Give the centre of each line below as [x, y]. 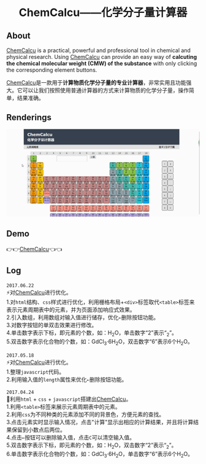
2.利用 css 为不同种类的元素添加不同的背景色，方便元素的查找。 [86, 414]
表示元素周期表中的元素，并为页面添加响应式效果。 [71, 310]
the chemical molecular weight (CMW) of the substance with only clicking [102, 63]
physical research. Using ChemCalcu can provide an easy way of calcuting [102, 57]
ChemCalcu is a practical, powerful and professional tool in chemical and [99, 50]
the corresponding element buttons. [52, 70]
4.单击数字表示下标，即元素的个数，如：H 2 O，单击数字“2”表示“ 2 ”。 [92, 334]
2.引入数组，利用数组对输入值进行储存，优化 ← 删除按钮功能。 [83, 317]
